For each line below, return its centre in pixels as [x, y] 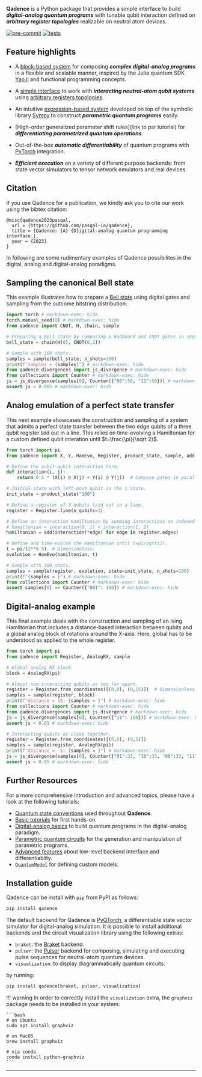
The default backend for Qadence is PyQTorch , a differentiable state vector [99, 920]
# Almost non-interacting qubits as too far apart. [72, 684]
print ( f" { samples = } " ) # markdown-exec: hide [66, 576]
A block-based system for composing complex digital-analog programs [105, 66]
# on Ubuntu [21, 1021]
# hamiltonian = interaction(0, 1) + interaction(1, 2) [78, 527]
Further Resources [42, 781]
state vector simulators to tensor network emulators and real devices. [101, 169]
